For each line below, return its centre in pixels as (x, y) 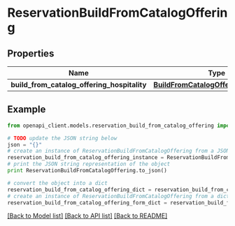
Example (27, 110)
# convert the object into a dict (58, 183)
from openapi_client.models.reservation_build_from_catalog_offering (111, 126)
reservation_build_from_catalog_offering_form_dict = (87, 203)
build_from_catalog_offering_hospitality (79, 85)
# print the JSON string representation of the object (89, 164)
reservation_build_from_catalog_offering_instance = (86, 158)
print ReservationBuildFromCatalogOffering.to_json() (87, 171)
